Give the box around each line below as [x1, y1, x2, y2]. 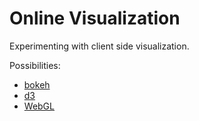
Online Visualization [9, 7, 181, 30]
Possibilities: [9, 59, 61, 71]
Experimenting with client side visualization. [9, 40, 190, 52]
